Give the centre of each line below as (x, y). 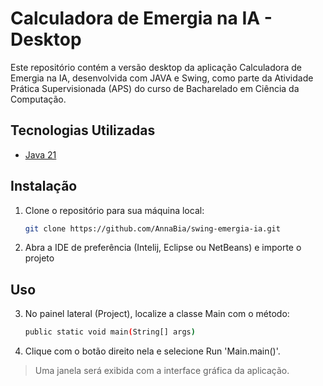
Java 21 (40, 154)
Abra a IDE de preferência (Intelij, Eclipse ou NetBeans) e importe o (163, 248)
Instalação (44, 186)
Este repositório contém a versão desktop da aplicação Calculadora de (156, 67)
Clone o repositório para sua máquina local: (114, 210)
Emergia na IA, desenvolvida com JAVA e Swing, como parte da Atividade (162, 78)
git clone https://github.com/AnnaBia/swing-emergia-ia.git (152, 228)
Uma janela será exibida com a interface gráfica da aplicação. (162, 371)
